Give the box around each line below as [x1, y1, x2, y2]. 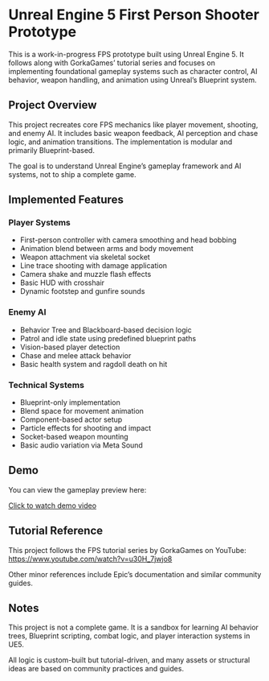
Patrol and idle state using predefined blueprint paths [19, 333, 197, 343]
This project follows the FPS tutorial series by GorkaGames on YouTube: [8, 545, 247, 555]
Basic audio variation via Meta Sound [19, 440, 143, 450]
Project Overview [8, 98, 97, 112]
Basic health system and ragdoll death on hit [19, 359, 168, 369]
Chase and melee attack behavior [19, 350, 132, 360]
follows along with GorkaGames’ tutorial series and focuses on [8, 58, 215, 68]
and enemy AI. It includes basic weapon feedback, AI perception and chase [8, 128, 259, 138]
